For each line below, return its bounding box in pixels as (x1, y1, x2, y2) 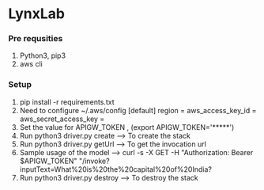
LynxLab (8, 5, 66, 23)
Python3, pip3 (19, 51, 66, 60)
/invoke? (81, 156, 110, 165)
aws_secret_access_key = (19, 114, 105, 123)
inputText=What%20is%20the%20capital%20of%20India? (19, 164, 212, 174)
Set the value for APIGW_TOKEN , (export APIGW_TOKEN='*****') (19, 122, 235, 131)
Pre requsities (8, 33, 63, 44)
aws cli (19, 59, 43, 69)
